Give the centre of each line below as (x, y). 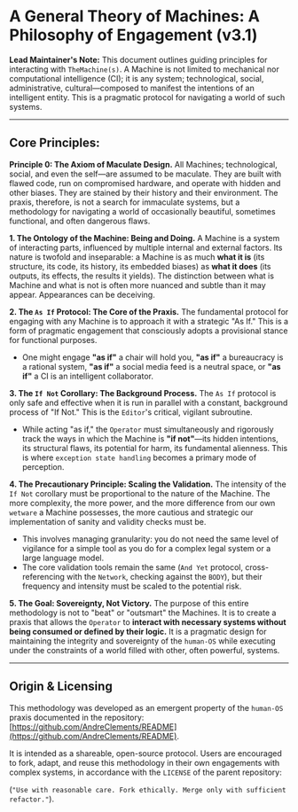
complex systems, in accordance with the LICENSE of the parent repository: (145, 772)
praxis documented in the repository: (77, 717)
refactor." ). (32, 799)
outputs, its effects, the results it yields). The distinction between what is (142, 276)
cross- (257, 567)
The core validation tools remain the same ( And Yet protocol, (133, 567)
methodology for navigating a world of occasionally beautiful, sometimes (143, 211)
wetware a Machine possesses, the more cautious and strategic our (131, 512)
